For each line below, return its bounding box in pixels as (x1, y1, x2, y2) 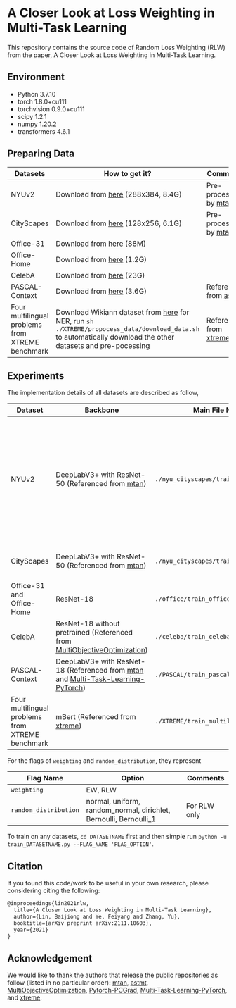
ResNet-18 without (55, 618, 121, 628)
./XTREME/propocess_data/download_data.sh (55, 325, 200, 332)
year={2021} (13, 926, 49, 933)
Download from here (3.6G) (55, 286, 147, 296)
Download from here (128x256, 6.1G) (55, 218, 183, 228)
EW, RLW (86, 785, 117, 795)
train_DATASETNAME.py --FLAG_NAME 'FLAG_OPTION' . (7, 840, 155, 848)
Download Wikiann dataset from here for (55, 307, 190, 317)
